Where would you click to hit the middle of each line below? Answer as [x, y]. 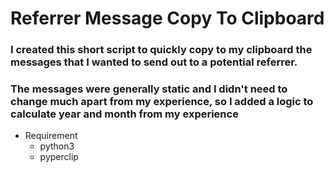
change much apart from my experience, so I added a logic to [162, 102]
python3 [57, 146]
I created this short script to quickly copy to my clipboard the [161, 50]
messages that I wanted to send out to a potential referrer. [154, 62]
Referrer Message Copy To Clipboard [167, 18]
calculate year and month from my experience [124, 114]
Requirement [51, 136]
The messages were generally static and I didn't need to [149, 89]
